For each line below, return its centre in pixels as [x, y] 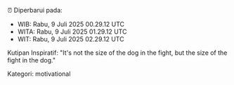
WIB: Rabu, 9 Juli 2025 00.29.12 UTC [71, 24]
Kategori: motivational [39, 74]
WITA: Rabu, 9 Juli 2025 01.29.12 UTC [72, 32]
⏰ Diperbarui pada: [35, 10]
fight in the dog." [32, 60]
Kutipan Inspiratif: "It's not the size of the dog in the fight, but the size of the [117, 53]
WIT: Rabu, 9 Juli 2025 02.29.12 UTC [71, 39]
